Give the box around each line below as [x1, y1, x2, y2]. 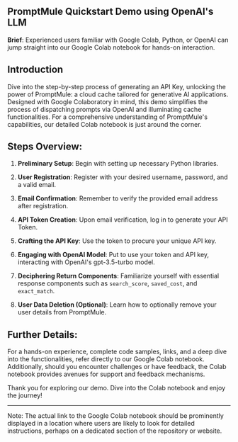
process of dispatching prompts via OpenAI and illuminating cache [7, 105, 202, 113]
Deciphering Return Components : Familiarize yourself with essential [17, 272, 220, 280]
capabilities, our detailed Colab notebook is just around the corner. [7, 120, 202, 128]
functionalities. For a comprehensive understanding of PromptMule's [7, 113, 208, 121]
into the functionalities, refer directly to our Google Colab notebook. [7, 355, 205, 363]
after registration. [17, 202, 69, 210]
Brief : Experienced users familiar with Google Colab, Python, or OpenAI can [7, 35, 229, 44]
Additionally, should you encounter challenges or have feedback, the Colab [7, 363, 227, 371]
